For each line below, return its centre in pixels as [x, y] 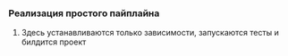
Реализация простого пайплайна [84, 13]
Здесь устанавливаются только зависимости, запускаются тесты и [150, 33]
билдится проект [54, 42]
